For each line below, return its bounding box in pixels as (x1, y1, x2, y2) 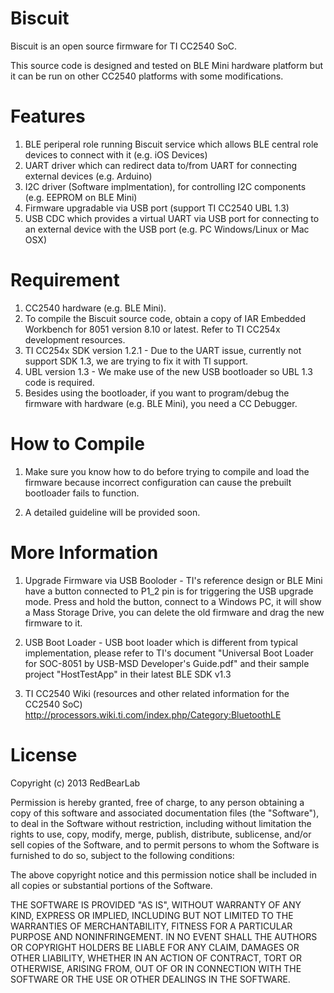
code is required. (24, 376, 95, 388)
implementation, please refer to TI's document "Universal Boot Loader (24, 647, 314, 659)
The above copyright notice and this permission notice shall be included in (10, 868, 317, 881)
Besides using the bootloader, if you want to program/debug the (24, 387, 290, 399)
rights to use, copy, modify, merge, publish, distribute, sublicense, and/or (10, 828, 312, 840)
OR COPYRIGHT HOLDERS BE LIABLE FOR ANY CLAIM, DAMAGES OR (10, 941, 300, 953)
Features (10, 105, 86, 128)
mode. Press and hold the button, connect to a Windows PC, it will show (24, 595, 322, 607)
